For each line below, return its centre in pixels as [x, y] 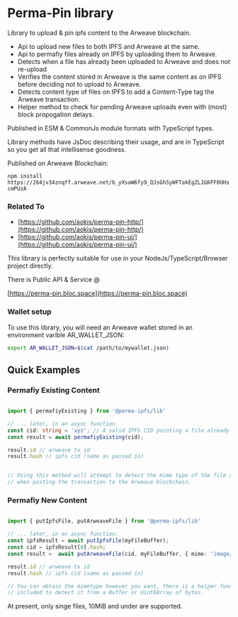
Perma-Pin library [61, 13]
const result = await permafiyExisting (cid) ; [75, 437]
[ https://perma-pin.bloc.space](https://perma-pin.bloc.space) [97, 293]
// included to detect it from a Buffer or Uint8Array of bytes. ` [109, 593]
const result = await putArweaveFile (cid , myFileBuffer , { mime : [107, 554]
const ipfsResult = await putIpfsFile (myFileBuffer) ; [89, 541]
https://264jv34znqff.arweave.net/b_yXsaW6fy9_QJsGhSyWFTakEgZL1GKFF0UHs [119, 182]
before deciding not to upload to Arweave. [79, 84]
